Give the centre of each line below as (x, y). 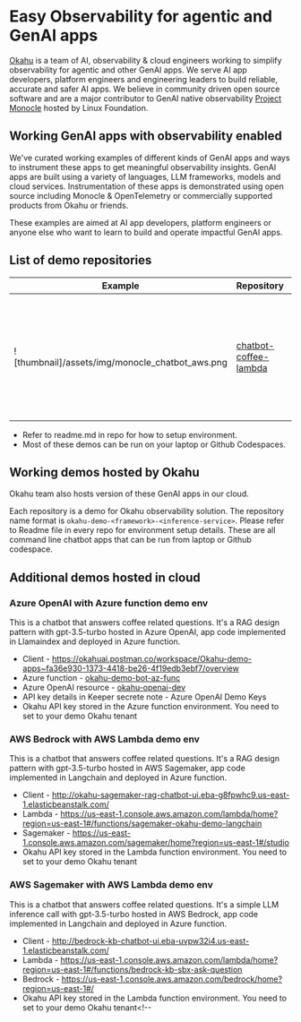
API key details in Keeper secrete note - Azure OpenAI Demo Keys (144, 697)
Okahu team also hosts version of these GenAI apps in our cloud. (129, 494)
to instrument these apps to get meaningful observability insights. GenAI (143, 167)
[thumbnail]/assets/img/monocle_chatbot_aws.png (121, 362)
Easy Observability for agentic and (141, 17)
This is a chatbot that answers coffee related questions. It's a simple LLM (144, 904)
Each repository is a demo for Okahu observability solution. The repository (147, 511)
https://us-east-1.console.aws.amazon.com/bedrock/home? (172, 979)
